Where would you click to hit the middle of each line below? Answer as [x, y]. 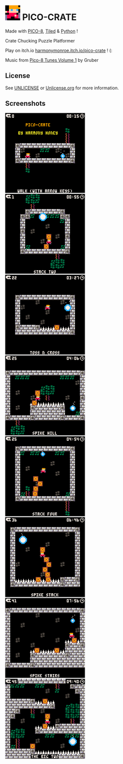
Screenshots [25, 104]
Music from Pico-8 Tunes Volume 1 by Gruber [52, 60]
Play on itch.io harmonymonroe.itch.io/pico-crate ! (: [59, 50]
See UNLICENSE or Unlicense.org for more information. [62, 88]
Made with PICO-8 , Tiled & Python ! [42, 31]
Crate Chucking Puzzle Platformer [40, 40]
